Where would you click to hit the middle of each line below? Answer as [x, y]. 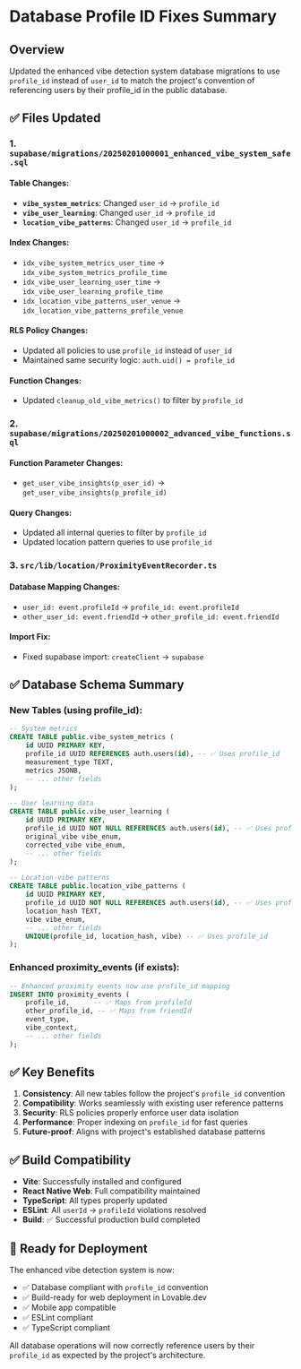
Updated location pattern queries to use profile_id [117, 542]
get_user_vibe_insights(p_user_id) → [94, 483]
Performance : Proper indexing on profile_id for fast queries [135, 1123]
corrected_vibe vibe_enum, [76, 845]
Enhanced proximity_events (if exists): [95, 968]
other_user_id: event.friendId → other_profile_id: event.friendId [150, 616]
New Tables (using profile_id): [76, 710]
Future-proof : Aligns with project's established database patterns [144, 1132]
